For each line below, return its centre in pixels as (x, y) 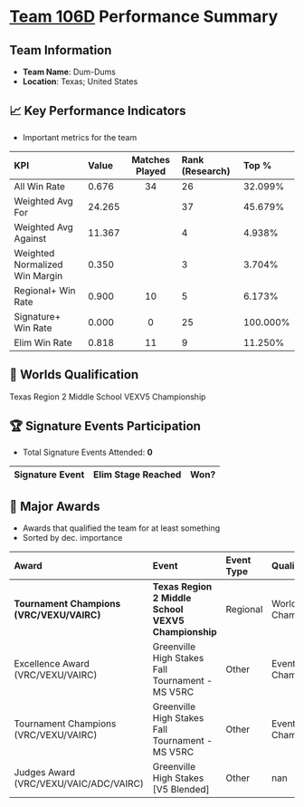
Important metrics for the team (80, 137)
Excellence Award (52, 664)
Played (151, 171)
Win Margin (38, 275)
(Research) (206, 171)
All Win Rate (40, 186)
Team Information (61, 50)
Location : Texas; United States (80, 82)
